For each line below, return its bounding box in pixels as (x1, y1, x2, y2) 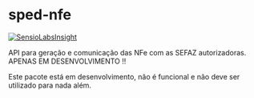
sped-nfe (8, 6, 72, 24)
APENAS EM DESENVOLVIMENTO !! (8, 56, 127, 66)
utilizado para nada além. (8, 80, 92, 90)
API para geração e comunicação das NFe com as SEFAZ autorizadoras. (8, 47, 247, 57)
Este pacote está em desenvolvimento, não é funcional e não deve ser (8, 71, 240, 81)
